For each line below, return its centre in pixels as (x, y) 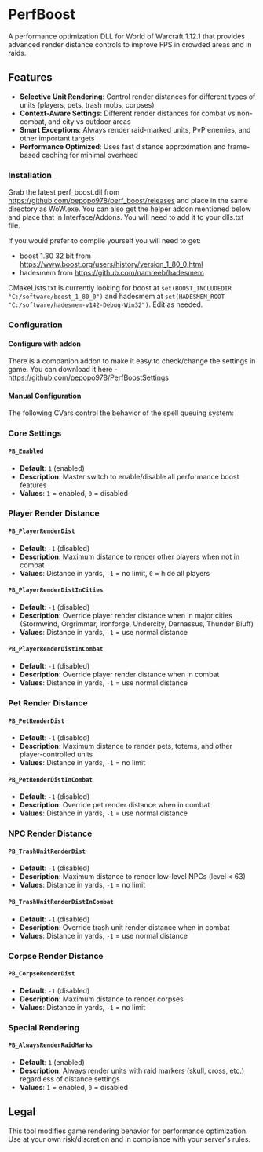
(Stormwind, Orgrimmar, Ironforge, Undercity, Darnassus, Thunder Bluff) (136, 623)
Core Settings (35, 433)
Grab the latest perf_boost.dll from (64, 192)
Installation (30, 175)
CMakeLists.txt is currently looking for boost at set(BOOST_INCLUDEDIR (120, 288)
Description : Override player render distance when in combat (119, 674)
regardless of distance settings (69, 1079)
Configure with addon (44, 344)
